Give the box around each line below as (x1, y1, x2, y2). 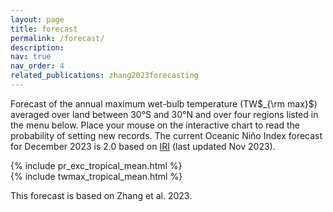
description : (10, 42, 65, 53)
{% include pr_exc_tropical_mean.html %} (10, 159, 183, 171)
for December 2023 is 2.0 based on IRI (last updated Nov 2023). (10, 140, 276, 152)
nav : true (10, 52, 52, 62)
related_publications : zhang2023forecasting (10, 71, 199, 81)
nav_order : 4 (10, 61, 65, 71)
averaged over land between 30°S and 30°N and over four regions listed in (10, 108, 319, 120)
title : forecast (10, 24, 78, 34)
